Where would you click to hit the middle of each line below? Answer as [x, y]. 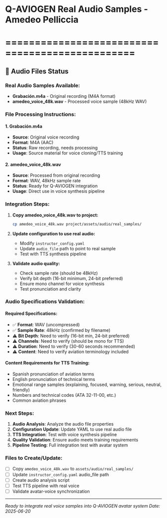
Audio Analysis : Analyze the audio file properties [63, 424]
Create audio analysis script [41, 480]
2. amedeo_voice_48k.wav [33, 164]
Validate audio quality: [36, 263]
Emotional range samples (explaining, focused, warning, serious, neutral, [87, 384]
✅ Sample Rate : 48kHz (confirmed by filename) [61, 330]
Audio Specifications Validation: [45, 301]
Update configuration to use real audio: [54, 233]
